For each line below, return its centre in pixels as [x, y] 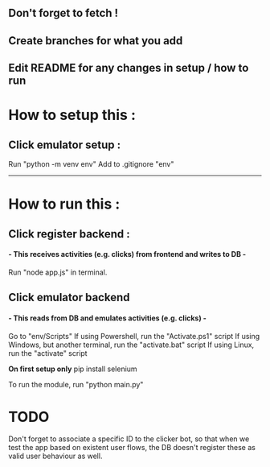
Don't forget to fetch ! [63, 13]
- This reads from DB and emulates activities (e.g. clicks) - [108, 318]
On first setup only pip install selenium [73, 369]
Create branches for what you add [96, 41]
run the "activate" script [48, 353]
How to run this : [64, 204]
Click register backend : [69, 234]
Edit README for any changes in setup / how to [129, 68]
